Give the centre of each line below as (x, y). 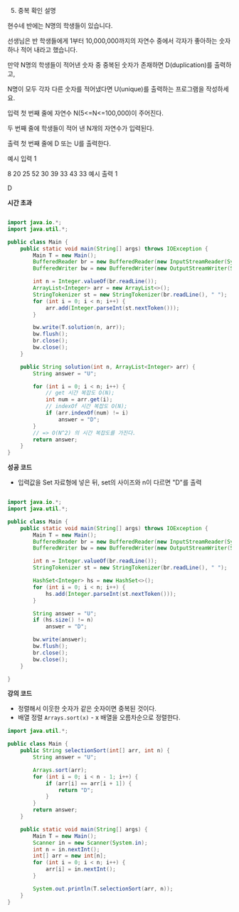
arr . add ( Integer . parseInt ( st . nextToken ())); (112, 308)
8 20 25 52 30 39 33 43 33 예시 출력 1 (63, 174)
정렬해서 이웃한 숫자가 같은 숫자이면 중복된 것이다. (87, 709)
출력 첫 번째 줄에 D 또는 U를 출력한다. (59, 143)
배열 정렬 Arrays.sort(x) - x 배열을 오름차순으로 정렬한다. (99, 718)
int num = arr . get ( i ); (79, 400)
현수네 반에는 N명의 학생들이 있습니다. (60, 26)
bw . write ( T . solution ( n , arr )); (79, 328)
